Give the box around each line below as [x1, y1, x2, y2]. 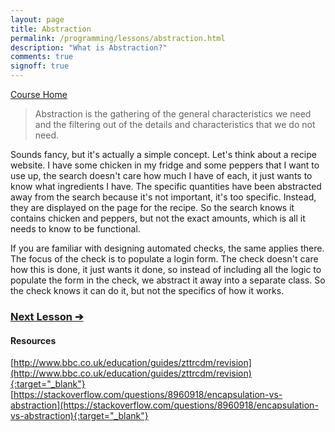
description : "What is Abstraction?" [10, 42, 168, 53]
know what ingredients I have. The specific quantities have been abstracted [10, 181, 322, 192]
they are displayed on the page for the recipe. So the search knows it [10, 202, 295, 213]
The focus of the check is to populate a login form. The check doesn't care [10, 253, 319, 265]
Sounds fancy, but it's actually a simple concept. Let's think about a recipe [10, 149, 317, 160]
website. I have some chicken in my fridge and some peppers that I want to [10, 159, 320, 171]
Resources [10, 334, 57, 346]
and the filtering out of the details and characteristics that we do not [34, 119, 316, 130]
